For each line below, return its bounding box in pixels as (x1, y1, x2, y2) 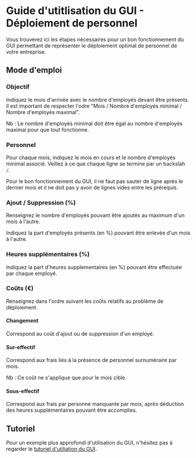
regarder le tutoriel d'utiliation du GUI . (6, 446, 97, 453)
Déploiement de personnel (6, 16, 137, 30)
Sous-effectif (6, 387, 40, 394)
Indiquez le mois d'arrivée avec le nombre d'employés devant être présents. (6, 96, 190, 103)
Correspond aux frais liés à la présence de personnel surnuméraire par (6, 357, 177, 364)
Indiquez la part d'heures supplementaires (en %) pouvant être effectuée (6, 263, 183, 270)
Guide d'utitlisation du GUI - (6, 4, 145, 18)
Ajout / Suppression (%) (6, 198, 76, 206)
